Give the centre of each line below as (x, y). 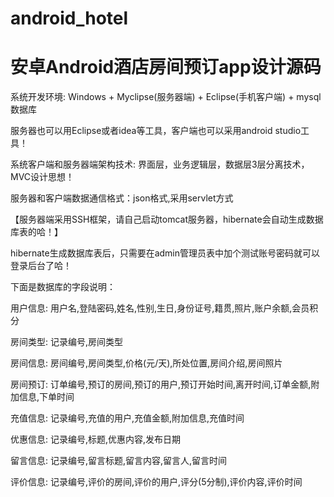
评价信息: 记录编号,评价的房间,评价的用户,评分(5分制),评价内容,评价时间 (156, 482)
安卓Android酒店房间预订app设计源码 (166, 67)
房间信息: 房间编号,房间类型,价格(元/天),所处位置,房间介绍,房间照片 (146, 363)
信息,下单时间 (46, 397)
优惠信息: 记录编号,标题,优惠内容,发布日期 (96, 439)
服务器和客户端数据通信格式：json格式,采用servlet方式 (122, 198)
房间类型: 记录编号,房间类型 (67, 342)
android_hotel (69, 18)
